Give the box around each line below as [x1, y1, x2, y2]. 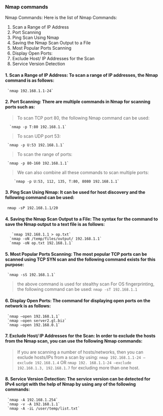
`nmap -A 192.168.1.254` [7, 397, 58, 402]
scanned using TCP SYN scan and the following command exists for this [5, 256, 156, 262]
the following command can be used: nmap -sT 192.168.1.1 [17, 286, 137, 292]
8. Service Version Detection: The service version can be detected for [5, 376, 151, 382]
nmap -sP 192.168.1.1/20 [7, 206, 58, 210]
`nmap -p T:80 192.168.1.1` [9, 124, 67, 129]
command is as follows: [5, 77, 54, 83]
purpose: [5, 261, 25, 267]
